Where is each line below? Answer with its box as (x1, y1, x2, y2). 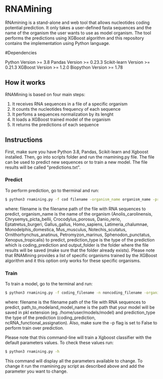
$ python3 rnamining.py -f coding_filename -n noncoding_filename (5, 290, 142, 296)
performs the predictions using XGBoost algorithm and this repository (5, 35, 144, 41)
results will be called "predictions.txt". (5, 164, 81, 170)
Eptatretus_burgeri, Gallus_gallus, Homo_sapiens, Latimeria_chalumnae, (5, 221, 149, 227)
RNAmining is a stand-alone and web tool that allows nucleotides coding (5, 20, 150, 25)
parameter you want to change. (5, 368, 68, 374)
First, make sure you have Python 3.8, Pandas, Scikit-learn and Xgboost (5, 149, 148, 155)
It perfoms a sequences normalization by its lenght (12, 111, 114, 117)
